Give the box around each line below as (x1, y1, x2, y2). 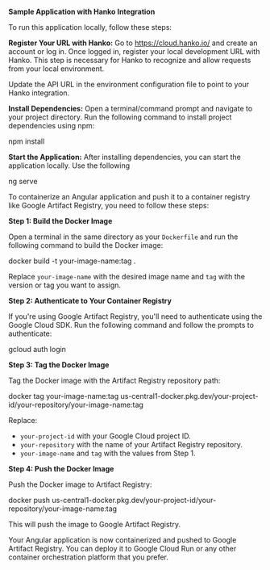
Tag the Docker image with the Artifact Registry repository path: (8, 375, 221, 385)
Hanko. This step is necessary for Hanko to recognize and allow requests (8, 56, 251, 65)
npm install (8, 136, 45, 146)
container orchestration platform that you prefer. (8, 552, 169, 562)
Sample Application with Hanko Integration (8, 7, 156, 16)
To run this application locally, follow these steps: (8, 23, 172, 31)
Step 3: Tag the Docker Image (8, 360, 110, 370)
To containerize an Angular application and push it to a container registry (8, 192, 251, 201)
